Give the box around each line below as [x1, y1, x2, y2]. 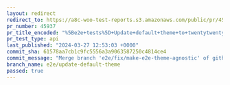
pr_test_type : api [6, 36, 59, 42]
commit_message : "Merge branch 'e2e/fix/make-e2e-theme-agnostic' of [6, 55, 210, 62]
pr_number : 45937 [6, 23, 56, 29]
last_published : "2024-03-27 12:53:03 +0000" [6, 42, 139, 49]
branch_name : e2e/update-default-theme [6, 61, 121, 68]
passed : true [6, 67, 44, 74]
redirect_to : [6, 16, 44, 23]
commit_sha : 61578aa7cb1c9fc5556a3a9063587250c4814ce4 [6, 49, 167, 56]
